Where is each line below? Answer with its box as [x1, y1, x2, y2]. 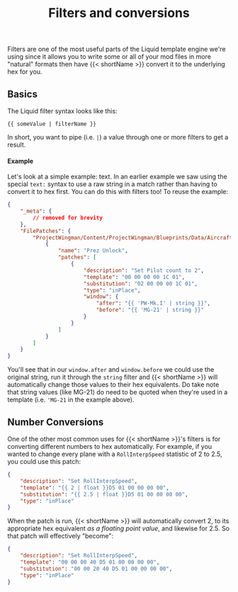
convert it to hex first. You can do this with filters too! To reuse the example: [7, 188, 229, 196]
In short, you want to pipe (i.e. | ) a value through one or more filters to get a [7, 133, 229, 141]
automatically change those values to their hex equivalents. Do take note [7, 380, 220, 389]
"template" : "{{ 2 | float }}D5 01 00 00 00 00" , [20, 484, 170, 491]
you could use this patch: [7, 457, 81, 466]
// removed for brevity [33, 214, 103, 221]
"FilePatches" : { [20, 227, 72, 234]
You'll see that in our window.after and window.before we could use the [7, 365, 215, 374]
